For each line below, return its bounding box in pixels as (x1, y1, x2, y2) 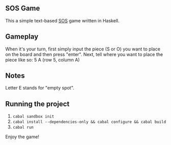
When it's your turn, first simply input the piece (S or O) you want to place (5, 46, 161, 52)
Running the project (5, 99, 70, 108)
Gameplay (5, 33, 39, 41)
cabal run (12, 125, 34, 130)
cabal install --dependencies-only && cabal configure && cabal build (12, 120, 166, 125)
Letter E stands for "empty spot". (5, 85, 75, 91)
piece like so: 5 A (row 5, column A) (5, 56, 80, 63)
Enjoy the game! (5, 134, 39, 140)
